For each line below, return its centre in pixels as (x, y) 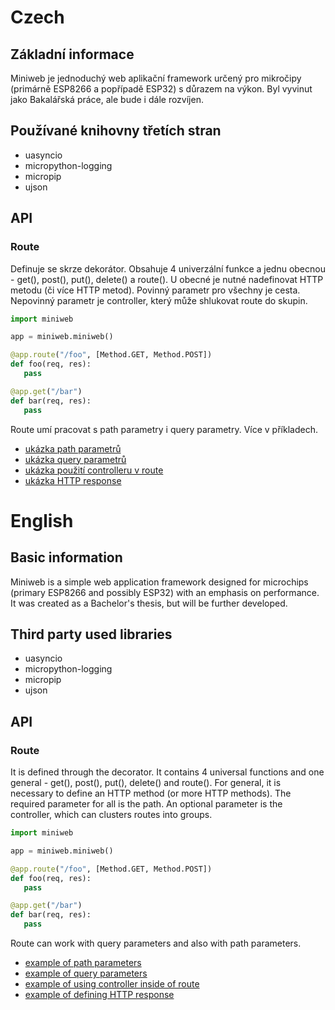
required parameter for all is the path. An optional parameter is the (146, 804)
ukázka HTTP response (73, 480)
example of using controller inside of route (112, 984)
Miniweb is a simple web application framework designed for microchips (159, 582)
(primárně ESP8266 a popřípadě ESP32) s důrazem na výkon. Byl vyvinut (161, 89)
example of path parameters (83, 962)
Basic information (66, 557)
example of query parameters (86, 973)
